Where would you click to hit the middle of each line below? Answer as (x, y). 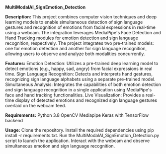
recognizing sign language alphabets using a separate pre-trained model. (80, 79)
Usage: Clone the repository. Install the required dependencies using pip (80, 130)
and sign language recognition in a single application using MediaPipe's (79, 90)
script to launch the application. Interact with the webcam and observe (78, 141)
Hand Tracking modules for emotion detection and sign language (72, 38)
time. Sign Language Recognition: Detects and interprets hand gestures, (79, 74)
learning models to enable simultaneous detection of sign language (74, 22)
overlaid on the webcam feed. (36, 106)
